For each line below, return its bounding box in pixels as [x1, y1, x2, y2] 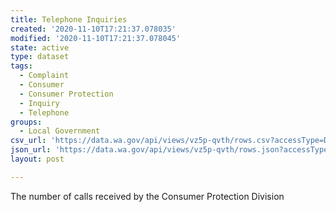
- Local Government [19, 126, 101, 136]
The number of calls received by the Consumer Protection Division [10, 190, 285, 202]
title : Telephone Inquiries [10, 14, 128, 25]
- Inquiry [19, 98, 60, 108]
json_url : [10, 145, 52, 155]
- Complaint [19, 71, 70, 81]
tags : [10, 61, 33, 71]
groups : [10, 117, 43, 127]
